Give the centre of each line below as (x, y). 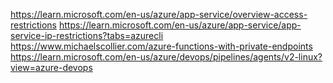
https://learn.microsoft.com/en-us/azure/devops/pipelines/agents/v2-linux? (166, 57)
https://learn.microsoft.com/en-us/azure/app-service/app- (180, 25)
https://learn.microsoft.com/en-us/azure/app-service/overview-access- (159, 14)
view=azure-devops (51, 67)
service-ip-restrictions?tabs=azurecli (87, 35)
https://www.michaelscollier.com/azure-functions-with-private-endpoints (161, 46)
